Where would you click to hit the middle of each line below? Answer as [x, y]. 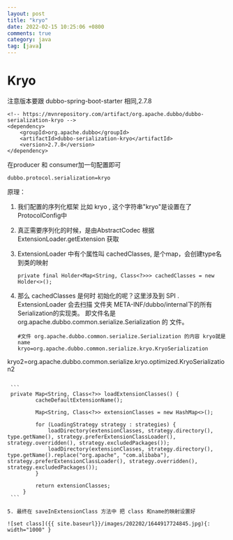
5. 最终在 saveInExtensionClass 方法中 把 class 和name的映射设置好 [102, 511]
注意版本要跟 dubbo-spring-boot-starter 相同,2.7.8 [80, 101]
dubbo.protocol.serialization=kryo [59, 178]
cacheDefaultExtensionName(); [79, 400]
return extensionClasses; [73, 486]
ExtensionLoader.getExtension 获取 [68, 239]
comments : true [29, 33]
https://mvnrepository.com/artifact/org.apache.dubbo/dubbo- [113, 114]
